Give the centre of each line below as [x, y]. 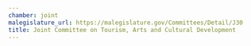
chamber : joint [33, 15]
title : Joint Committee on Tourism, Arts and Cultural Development [122, 30]
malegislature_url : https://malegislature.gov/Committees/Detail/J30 [126, 23]
